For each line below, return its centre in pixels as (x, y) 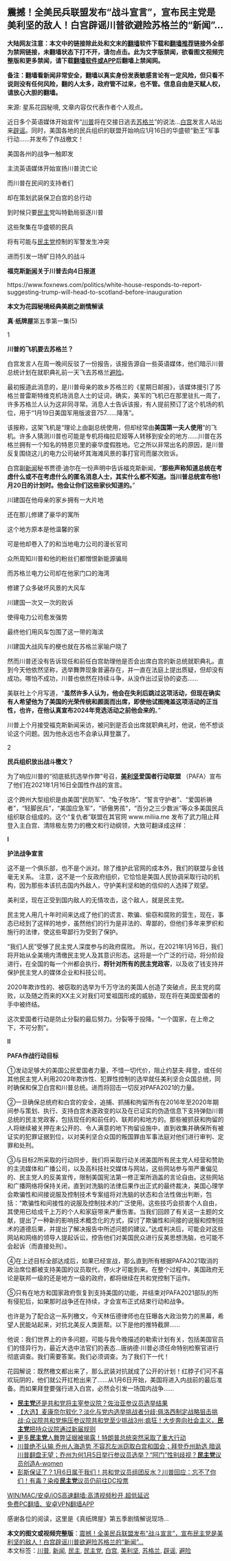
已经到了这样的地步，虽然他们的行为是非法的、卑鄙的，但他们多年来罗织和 (118, 923)
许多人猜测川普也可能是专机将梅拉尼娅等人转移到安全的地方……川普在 (118, 436)
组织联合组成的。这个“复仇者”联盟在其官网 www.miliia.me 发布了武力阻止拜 (113, 817)
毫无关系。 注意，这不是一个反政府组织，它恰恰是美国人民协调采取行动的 (110, 876)
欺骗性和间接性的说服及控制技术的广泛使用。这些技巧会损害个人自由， (121, 1203)
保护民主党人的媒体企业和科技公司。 (58, 972)
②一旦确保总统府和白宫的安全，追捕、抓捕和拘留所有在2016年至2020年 (110, 1102)
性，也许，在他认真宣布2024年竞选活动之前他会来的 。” (84, 710)
